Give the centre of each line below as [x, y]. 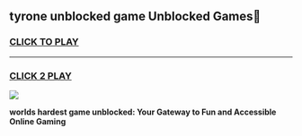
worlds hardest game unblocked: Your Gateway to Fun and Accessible [143, 112]
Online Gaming [38, 121]
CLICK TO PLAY [44, 42]
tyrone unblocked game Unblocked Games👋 [135, 17]
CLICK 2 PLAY [40, 75]
